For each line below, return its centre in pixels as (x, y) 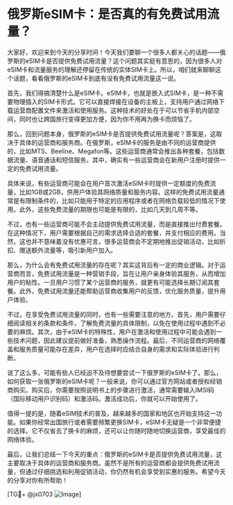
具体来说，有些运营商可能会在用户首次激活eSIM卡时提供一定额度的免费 (109, 183)
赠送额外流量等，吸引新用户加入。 (68, 250)
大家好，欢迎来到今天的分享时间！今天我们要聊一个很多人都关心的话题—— (113, 52)
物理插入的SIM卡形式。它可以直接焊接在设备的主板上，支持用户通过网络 (116, 101)
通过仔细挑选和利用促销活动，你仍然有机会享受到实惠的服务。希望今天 (126, 471)
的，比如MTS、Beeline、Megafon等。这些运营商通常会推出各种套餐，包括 (113, 151)
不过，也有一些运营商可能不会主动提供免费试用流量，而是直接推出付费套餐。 (116, 224)
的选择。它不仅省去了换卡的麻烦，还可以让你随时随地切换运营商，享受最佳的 (116, 431)
